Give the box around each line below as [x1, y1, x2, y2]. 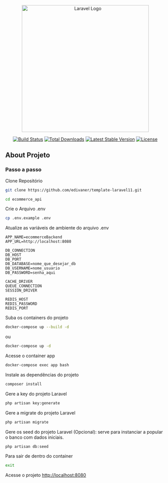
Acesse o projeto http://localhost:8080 [5, 472, 86, 478]
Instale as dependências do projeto [5, 371, 79, 378]
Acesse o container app [5, 353, 55, 359]
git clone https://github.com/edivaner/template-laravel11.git [5, 187, 142, 192]
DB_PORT [5, 257, 22, 262]
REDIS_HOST [5, 297, 28, 302]
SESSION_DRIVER [5, 288, 38, 293]
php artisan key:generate [5, 400, 60, 406]
